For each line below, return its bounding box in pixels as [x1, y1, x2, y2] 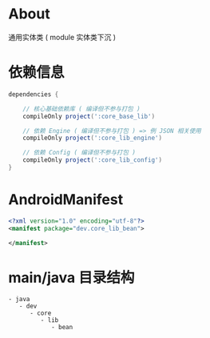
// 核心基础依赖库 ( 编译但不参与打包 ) [22, 105, 141, 113]
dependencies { [8, 90, 59, 99]
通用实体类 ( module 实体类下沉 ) [8, 32, 117, 42]
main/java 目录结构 [8, 268, 135, 287]
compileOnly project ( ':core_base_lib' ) [22, 112, 156, 120]
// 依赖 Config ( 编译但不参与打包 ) [22, 149, 136, 157]
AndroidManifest [8, 191, 124, 209]
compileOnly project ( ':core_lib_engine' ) [22, 134, 162, 143]
